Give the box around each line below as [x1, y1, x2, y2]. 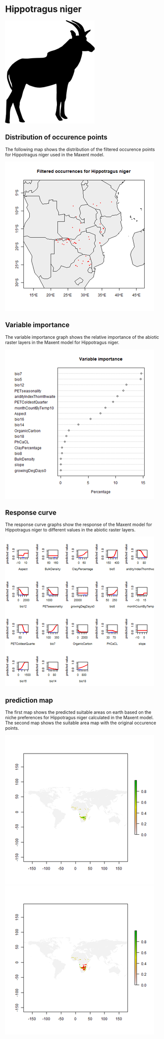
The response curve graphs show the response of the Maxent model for [5, 521, 152, 527]
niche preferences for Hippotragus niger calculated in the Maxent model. [5, 715, 154, 721]
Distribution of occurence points [5, 133, 108, 141]
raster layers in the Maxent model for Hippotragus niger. [5, 339, 120, 345]
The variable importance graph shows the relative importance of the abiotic [5, 334, 160, 340]
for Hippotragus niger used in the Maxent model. [5, 151, 105, 157]
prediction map [5, 696, 53, 704]
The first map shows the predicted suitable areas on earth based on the [5, 709, 152, 715]
